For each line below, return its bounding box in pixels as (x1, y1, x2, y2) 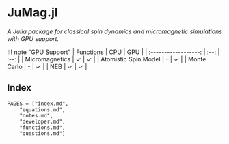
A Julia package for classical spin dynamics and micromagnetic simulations (7, 27, 222, 35)
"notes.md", (19, 112, 53, 119)
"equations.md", (19, 106, 66, 113)
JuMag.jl (7, 5, 58, 20)
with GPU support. (7, 34, 59, 42)
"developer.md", (19, 118, 66, 125)
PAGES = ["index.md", (7, 100, 69, 107)
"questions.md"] (19, 130, 66, 137)
